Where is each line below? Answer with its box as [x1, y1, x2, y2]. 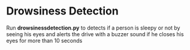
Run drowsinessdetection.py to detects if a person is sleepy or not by [6, 24, 180, 31]
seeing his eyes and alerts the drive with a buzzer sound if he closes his [6, 30, 184, 37]
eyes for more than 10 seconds [6, 37, 83, 44]
